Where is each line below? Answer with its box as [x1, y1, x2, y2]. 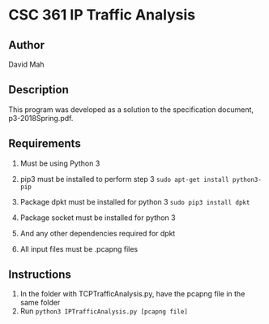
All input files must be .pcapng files [19, 244, 139, 253]
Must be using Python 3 [19, 158, 100, 168]
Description [8, 83, 69, 97]
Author [8, 38, 45, 52]
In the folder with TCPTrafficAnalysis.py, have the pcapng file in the [19, 289, 246, 299]
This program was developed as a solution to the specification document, [8, 104, 254, 114]
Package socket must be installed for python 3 [19, 213, 176, 222]
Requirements [8, 136, 81, 151]
